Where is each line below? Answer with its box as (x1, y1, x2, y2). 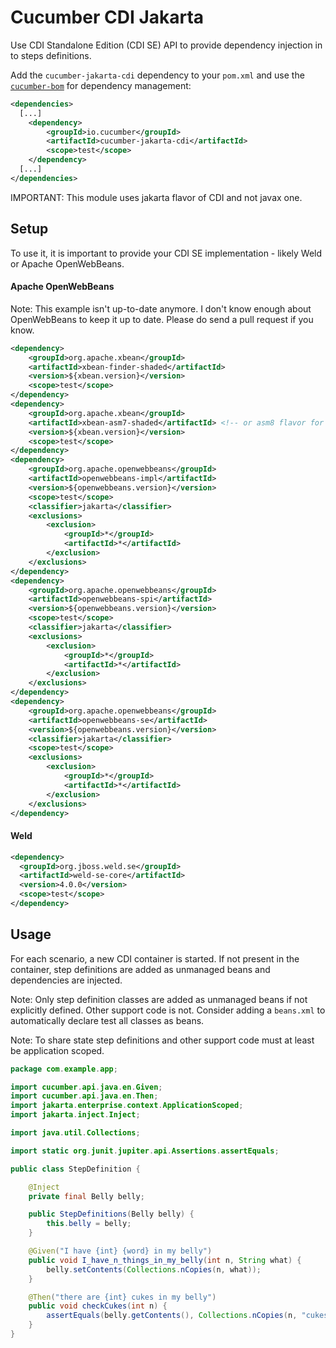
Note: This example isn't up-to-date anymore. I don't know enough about (10, 302, 312, 315)
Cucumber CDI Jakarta (10, 6, 205, 29)
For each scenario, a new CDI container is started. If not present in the (10, 952, 300, 965)
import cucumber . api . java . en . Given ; (10, 1082, 163, 1092)
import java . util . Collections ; (10, 1128, 141, 1138)
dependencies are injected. (10, 974, 123, 986)
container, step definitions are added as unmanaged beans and (10, 963, 271, 975)
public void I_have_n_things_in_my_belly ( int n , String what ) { (28, 1255, 302, 1265)
